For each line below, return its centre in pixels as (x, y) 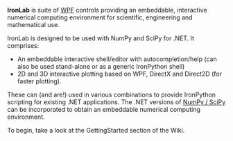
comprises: (23, 45)
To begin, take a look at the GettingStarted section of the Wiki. (96, 130)
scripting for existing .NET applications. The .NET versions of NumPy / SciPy (116, 102)
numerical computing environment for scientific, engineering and (100, 17)
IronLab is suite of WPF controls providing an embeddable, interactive (107, 10)
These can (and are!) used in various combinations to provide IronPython (112, 94)
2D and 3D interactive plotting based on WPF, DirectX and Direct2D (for (119, 74)
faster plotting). (39, 81)
